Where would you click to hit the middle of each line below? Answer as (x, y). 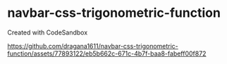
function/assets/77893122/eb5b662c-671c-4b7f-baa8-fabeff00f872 (107, 53)
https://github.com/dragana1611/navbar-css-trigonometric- (93, 46)
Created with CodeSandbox (48, 32)
